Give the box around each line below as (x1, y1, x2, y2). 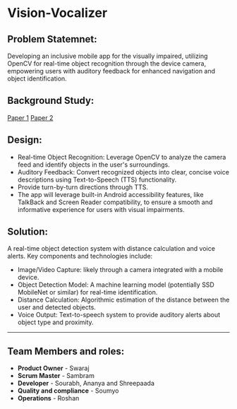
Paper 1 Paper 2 (7, 113, 54, 121)
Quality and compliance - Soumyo (17, 386, 119, 395)
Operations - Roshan (17, 394, 80, 403)
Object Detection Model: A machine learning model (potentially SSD (17, 280, 215, 289)
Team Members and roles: (7, 345, 125, 357)
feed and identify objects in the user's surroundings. (17, 160, 171, 169)
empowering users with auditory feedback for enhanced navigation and (7, 67, 216, 75)
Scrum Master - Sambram (17, 372, 95, 380)
